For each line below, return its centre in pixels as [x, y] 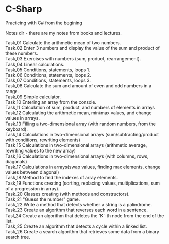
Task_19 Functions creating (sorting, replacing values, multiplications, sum [83, 183]
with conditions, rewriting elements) [43, 140]
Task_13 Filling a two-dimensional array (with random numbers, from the [81, 124]
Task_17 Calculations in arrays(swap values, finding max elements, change [83, 167]
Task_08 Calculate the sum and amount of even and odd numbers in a [78, 86]
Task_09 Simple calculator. [33, 97]
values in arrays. [22, 118]
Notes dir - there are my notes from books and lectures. [63, 33]
